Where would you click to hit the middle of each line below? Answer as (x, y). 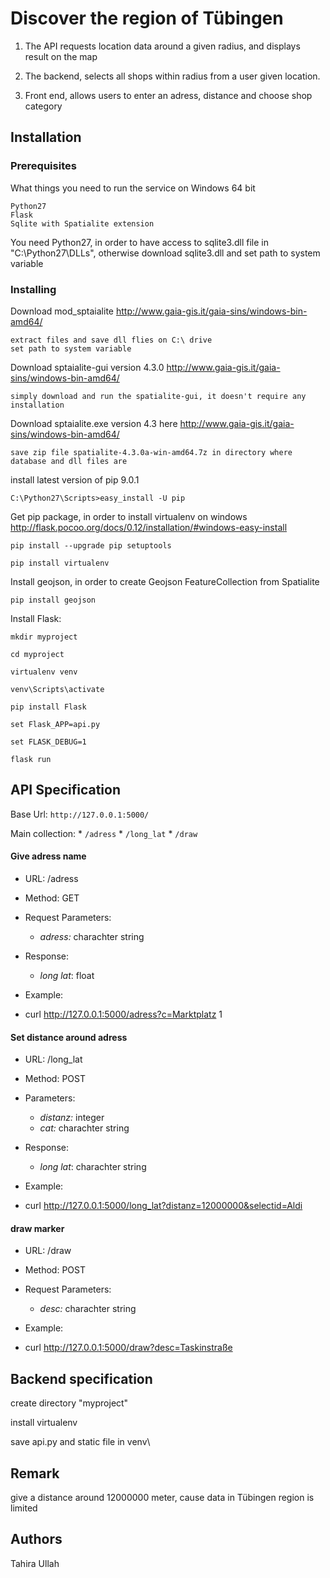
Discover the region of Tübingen (147, 18)
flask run (31, 759)
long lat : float (67, 975)
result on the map (61, 56)
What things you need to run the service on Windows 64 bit (133, 188)
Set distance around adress (69, 1037)
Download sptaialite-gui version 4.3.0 (87, 367)
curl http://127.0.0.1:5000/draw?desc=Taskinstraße (128, 1348)
